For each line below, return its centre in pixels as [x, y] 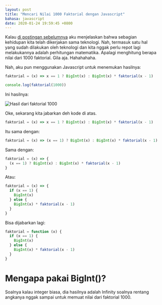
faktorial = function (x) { [34, 232]
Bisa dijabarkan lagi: [25, 223]
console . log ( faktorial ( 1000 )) [36, 85]
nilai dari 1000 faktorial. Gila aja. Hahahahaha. [51, 58]
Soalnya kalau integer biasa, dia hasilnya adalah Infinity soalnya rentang [77, 292]
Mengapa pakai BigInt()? [55, 278]
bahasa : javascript [25, 19]
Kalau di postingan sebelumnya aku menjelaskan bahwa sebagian [71, 37]
